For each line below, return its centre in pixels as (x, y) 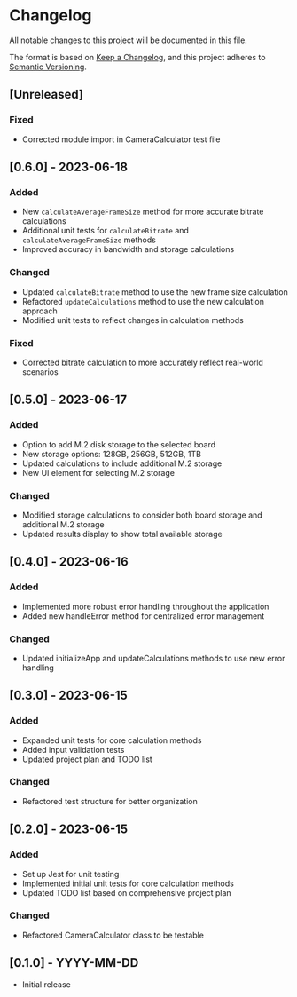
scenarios (40, 372)
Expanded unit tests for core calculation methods (112, 740)
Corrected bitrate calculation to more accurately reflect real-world (143, 362)
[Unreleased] (47, 95)
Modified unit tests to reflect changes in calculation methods (133, 320)
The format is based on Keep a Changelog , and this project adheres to (137, 57)
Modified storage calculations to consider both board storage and (142, 515)
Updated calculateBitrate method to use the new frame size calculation (155, 292)
